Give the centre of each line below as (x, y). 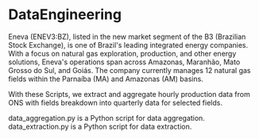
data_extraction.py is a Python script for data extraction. (100, 126)
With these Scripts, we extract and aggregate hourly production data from (129, 94)
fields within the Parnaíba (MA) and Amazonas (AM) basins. (106, 79)
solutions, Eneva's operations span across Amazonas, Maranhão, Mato (124, 62)
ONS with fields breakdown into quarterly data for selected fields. (115, 102)
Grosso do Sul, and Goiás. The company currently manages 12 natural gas (129, 70)
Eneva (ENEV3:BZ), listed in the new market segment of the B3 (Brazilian (127, 37)
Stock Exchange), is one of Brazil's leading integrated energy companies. (128, 44)
